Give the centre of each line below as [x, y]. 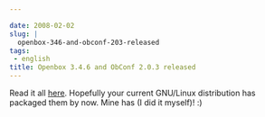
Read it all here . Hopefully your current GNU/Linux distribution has [132, 93]
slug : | [24, 34]
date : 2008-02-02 [42, 25]
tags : [19, 50]
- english [32, 59]
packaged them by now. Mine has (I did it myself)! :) [106, 103]
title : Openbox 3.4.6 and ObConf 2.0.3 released [103, 67]
